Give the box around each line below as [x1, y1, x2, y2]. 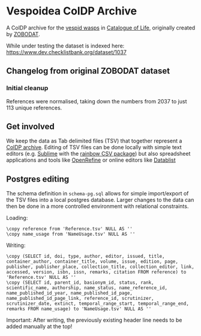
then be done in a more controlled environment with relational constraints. [6, 203, 189, 210]
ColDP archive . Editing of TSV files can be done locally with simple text [6, 144, 182, 151]
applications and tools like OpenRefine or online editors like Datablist [6, 156, 176, 163]
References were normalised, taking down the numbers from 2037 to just [6, 97, 187, 105]
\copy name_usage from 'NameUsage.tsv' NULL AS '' [6, 231, 136, 237]
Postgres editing [6, 174, 70, 184]
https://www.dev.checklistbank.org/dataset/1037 [6, 48, 127, 55]
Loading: [6, 215, 28, 222]
